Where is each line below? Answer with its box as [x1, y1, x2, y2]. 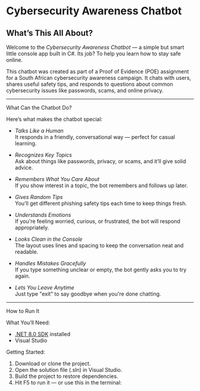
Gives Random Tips [14, 194, 63, 200]
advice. [14, 164, 33, 171]
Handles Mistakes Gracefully [14, 260, 86, 266]
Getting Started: [6, 349, 46, 355]
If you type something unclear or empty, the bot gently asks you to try [14, 266, 186, 273]
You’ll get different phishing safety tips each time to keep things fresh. [14, 200, 187, 207]
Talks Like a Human [14, 127, 64, 134]
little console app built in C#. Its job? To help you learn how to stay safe [6, 50, 181, 57]
